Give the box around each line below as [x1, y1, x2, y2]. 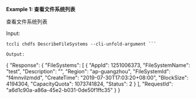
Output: [6, 52, 25, 57]
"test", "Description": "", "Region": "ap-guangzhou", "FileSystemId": [6, 68, 171, 75]
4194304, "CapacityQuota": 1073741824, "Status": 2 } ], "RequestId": [6, 80, 174, 87]
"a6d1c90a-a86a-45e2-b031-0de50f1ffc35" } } [6, 87, 121, 93]
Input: [6, 30, 21, 37]
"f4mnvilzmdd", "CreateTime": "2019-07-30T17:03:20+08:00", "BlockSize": [6, 74, 189, 81]
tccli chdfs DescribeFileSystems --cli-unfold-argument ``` [6, 41, 157, 47]
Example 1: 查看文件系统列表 [6, 6, 75, 12]
